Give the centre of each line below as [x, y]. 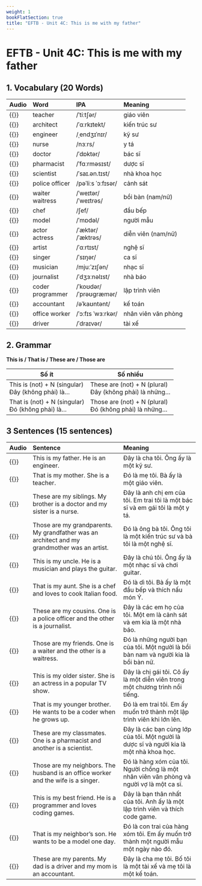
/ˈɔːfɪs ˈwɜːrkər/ [97, 314]
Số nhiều [130, 374]
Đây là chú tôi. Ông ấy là [157, 557]
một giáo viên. [143, 483]
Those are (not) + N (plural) [129, 402]
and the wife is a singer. [66, 780]
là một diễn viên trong [154, 680]
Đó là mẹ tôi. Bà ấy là [152, 475]
